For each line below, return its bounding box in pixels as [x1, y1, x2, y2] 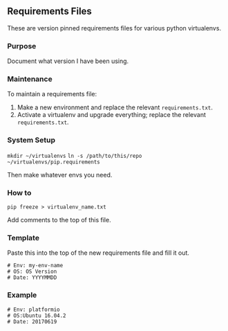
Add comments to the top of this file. [7, 216, 112, 224]
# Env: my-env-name [7, 262, 64, 269]
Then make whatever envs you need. [7, 170, 113, 179]
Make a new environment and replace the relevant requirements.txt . [17, 103, 213, 111]
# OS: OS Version [7, 268, 57, 276]
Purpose [7, 41, 37, 51]
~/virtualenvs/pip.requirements [7, 159, 100, 165]
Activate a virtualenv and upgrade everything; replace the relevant [17, 111, 206, 119]
